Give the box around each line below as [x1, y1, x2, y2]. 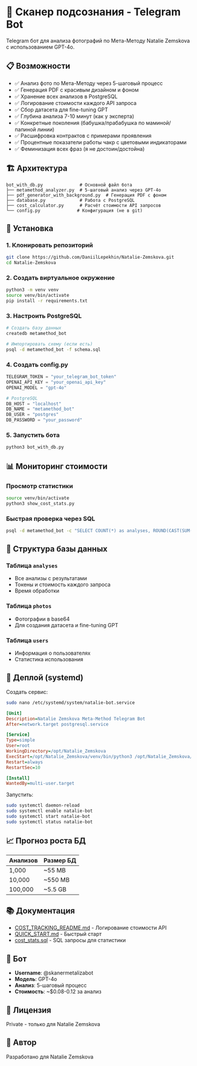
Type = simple [6, 737, 35, 743]
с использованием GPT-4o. [6, 43, 75, 50]
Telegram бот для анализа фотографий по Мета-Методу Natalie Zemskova [6, 37, 191, 44]
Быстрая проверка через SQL [6, 515, 96, 523]
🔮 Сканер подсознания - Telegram [6, 5, 181, 19]
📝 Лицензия [6, 1005, 52, 1015]
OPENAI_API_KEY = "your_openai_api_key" [6, 379, 107, 385]
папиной [14, 126, 36, 133]
